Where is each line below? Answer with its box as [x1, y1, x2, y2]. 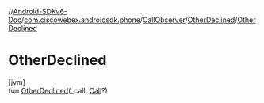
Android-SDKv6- [13, 7, 68, 16]
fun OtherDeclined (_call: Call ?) [8, 86, 109, 95]
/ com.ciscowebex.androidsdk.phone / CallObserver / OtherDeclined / [21, 15, 238, 25]
